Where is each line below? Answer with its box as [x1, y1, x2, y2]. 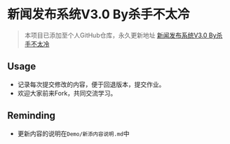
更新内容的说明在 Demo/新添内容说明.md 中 [17, 129, 130, 138]
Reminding [7, 110, 56, 122]
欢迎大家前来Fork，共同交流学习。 [17, 89, 117, 97]
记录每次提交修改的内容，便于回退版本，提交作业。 [17, 80, 165, 89]
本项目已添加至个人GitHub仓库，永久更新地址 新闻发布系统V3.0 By [24, 31, 217, 39]
